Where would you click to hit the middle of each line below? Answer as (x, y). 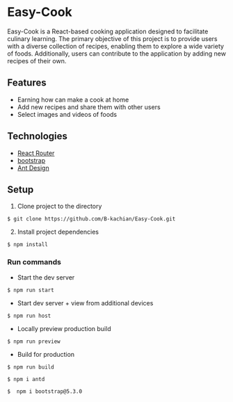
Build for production (46, 354)
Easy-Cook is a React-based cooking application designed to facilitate (108, 31)
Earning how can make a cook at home (73, 99)
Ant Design (33, 168)
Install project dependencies (58, 232)
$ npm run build (31, 367)
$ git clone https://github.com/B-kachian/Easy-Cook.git (91, 219)
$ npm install (28, 245)
